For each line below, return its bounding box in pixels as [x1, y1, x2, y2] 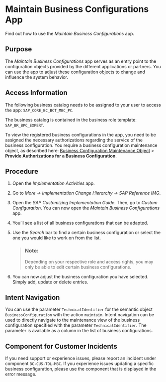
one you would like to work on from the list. [12, 235, 101, 241]
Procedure [5, 167, 39, 175]
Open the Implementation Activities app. [12, 180, 95, 186]
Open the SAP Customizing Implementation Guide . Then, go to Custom [12, 200, 158, 206]
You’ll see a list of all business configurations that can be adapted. [12, 220, 148, 226]
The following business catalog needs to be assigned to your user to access [5, 102, 162, 108]
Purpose [5, 45, 32, 53]
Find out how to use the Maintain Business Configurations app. [5, 30, 134, 36]
